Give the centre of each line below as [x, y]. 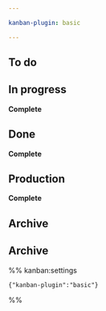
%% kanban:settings [43, 270]
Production [37, 179]
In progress [37, 90]
